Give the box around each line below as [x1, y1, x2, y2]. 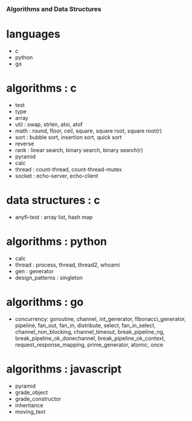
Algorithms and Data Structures [6, 5, 101, 13]
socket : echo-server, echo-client [14, 172, 98, 179]
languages [6, 27, 60, 41]
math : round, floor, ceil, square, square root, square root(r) [14, 127, 162, 134]
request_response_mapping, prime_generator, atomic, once [14, 341, 164, 348]
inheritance [14, 402, 43, 409]
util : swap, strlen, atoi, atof [14, 121, 83, 128]
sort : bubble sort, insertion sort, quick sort [14, 133, 122, 141]
